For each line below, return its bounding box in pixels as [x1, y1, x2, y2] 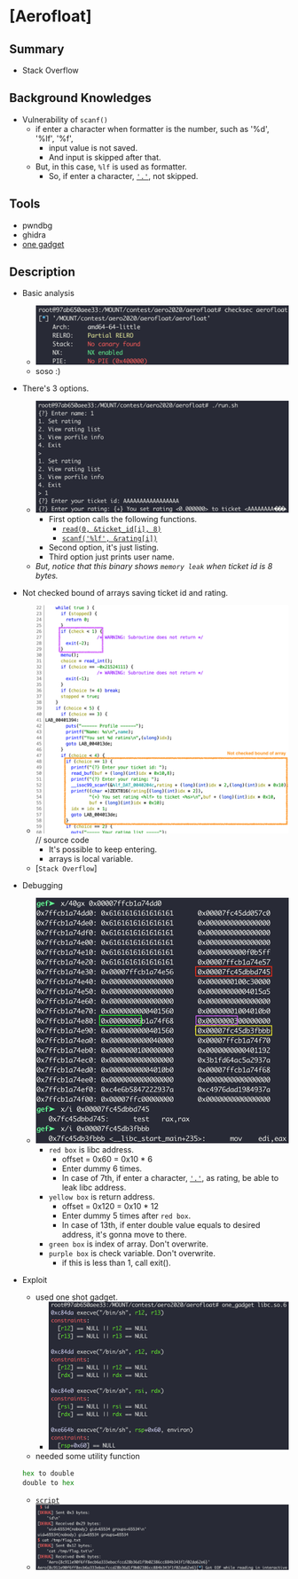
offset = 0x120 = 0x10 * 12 [61, 1201, 160, 1212]
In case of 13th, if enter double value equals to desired [61, 1220, 261, 1231]
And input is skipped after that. [48, 152, 161, 162]
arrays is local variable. [48, 854, 134, 864]
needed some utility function [35, 1451, 140, 1462]
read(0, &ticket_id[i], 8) [61, 525, 162, 534]
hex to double [21, 1469, 74, 1478]
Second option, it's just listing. [48, 542, 160, 552]
